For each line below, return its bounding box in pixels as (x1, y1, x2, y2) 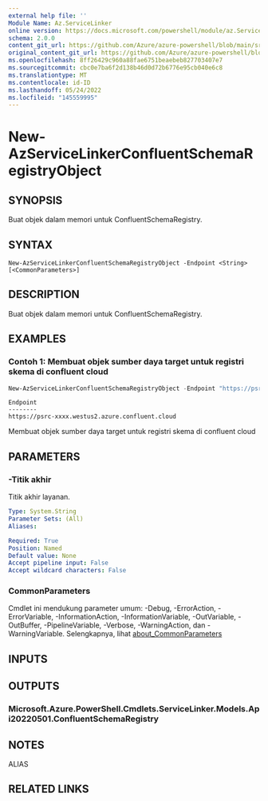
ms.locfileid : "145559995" (8, 94, 98, 102)
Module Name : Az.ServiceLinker (8, 19, 112, 27)
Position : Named (8, 544, 62, 552)
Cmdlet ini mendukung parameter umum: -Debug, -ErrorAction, (8, 604, 217, 613)
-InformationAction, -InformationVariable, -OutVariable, (55, 612, 237, 622)
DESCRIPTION (8, 288, 80, 301)
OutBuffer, (8, 620, 42, 630)
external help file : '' (8, 11, 88, 20)
